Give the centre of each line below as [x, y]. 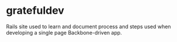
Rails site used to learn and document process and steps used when [88, 26]
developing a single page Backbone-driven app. [64, 32]
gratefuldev [35, 11]
